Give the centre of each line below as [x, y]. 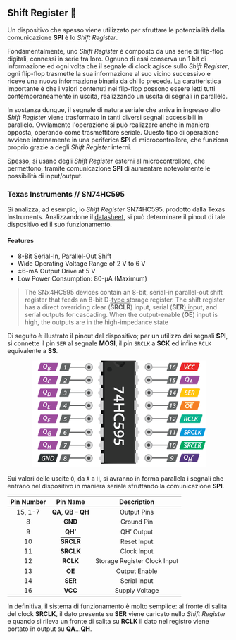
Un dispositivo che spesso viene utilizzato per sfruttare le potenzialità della [116, 30]
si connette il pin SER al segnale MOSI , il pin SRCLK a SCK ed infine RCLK [110, 343]
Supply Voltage [137, 591]
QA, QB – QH [70, 512]
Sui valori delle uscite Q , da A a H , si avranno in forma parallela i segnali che [116, 479]
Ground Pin [137, 522]
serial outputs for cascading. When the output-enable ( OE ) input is [121, 315]
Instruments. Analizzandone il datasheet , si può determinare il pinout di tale [117, 217]
